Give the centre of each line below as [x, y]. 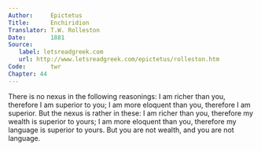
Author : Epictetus [45, 15]
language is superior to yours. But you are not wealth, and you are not [121, 130]
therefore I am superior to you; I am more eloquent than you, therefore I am [130, 105]
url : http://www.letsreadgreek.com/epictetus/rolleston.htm [119, 60]
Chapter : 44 [28, 74]
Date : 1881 [37, 37]
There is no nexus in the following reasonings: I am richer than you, [117, 96]
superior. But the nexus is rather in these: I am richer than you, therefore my [131, 113]
